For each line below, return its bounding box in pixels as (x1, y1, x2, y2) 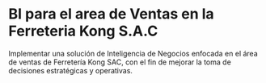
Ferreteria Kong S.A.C (8, 22, 158, 40)
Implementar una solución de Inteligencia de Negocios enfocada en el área (8, 48, 259, 58)
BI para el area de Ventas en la (8, 5, 214, 23)
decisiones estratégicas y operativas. (8, 65, 133, 75)
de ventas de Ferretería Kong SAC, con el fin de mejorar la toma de (8, 57, 232, 67)
